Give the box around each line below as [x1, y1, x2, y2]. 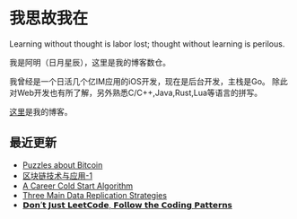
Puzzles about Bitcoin [22, 159, 103, 171]
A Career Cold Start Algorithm [22, 180, 134, 191]
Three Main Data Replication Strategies [22, 189, 168, 200]
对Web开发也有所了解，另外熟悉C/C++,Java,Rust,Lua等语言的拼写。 [9, 87, 263, 98]
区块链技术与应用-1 [22, 170, 92, 180]
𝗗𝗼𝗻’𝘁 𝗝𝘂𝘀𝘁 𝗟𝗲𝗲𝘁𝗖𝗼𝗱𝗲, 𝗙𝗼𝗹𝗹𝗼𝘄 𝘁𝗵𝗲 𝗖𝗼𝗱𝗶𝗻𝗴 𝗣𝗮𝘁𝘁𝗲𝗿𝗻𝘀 [22, 199, 233, 210]
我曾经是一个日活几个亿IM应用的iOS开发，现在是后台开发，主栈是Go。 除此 [9, 75, 289, 86]
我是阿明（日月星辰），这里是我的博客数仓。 [9, 57, 170, 67]
